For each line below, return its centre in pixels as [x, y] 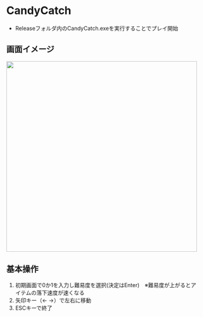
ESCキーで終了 [34, 308]
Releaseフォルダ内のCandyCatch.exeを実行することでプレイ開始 [97, 28]
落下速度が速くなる [61, 293]
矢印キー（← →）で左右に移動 [53, 300]
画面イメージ [30, 49]
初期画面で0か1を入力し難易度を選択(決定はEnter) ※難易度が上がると [103, 285]
